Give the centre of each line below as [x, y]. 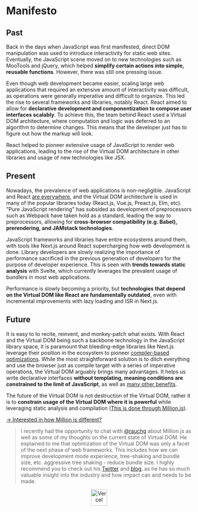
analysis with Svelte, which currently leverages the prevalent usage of [92, 270]
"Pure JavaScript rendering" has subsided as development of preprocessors [99, 209]
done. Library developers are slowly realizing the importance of [83, 252]
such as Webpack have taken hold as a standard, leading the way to [89, 215]
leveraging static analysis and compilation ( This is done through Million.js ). [97, 408]
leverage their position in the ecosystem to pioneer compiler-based [88, 353]
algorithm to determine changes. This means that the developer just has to [97, 127]
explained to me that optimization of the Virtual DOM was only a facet [105, 443]
